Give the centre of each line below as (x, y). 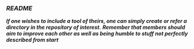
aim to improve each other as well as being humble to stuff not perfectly (97, 34)
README (19, 8)
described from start (32, 40)
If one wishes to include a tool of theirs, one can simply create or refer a (97, 21)
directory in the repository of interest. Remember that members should (96, 27)
